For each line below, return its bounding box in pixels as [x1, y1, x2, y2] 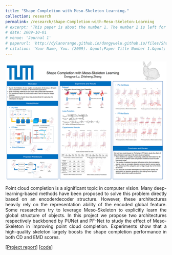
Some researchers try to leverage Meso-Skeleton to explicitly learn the [5, 207, 167, 213]
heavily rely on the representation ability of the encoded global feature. [5, 201, 167, 207]
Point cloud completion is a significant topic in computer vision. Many [5, 185, 153, 191]
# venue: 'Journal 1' [5, 35, 52, 41]
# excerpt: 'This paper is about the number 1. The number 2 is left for [5, 25, 166, 30]
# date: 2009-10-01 [5, 30, 47, 35]
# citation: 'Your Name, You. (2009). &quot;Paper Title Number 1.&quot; [5, 46, 166, 51]
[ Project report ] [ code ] [5, 244, 53, 250]
